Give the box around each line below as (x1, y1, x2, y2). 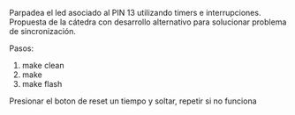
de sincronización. (9, 26, 77, 36)
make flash (21, 79, 63, 89)
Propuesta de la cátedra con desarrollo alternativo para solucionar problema (9, 17, 287, 27)
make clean (21, 61, 64, 70)
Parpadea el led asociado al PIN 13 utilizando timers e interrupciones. (9, 8, 261, 18)
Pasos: (9, 43, 34, 54)
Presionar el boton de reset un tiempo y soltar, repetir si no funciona (9, 96, 258, 106)
